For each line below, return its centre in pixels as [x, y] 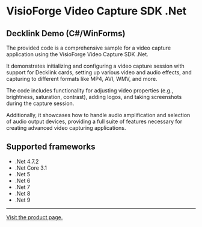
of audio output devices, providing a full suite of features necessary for [94, 121]
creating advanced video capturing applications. [66, 128]
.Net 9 [23, 200]
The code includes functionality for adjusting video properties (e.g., [90, 91]
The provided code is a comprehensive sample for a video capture [89, 48]
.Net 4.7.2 [27, 161]
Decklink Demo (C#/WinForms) [66, 34]
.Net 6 [23, 181]
